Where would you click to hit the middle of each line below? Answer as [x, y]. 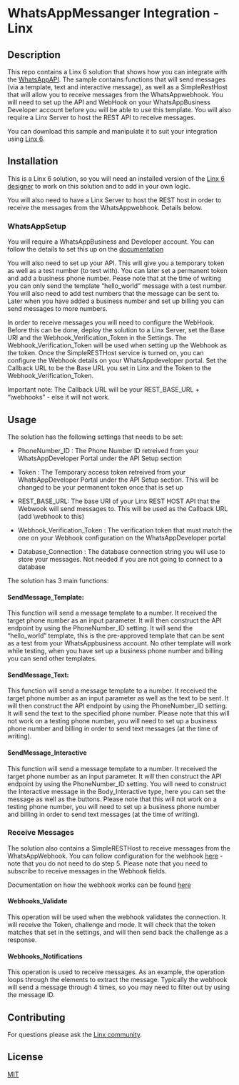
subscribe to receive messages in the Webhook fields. [87, 871]
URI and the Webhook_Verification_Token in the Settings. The [97, 338]
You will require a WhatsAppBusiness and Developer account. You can [111, 242]
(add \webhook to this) [51, 516]
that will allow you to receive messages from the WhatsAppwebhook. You [115, 95]
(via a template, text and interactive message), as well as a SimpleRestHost [118, 87]
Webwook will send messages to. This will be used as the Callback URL [123, 508]
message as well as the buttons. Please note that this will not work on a [112, 799]
